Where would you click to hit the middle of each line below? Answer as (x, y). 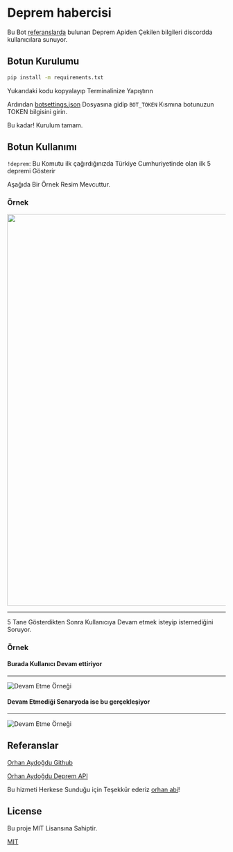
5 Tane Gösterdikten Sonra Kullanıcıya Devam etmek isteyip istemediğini (110, 622)
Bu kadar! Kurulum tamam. (45, 125)
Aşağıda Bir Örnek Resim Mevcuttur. (59, 184)
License (25, 811)
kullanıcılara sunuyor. (37, 39)
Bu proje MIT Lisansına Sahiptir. (52, 828)
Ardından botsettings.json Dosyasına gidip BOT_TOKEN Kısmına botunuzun (111, 104)
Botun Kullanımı (42, 147)
